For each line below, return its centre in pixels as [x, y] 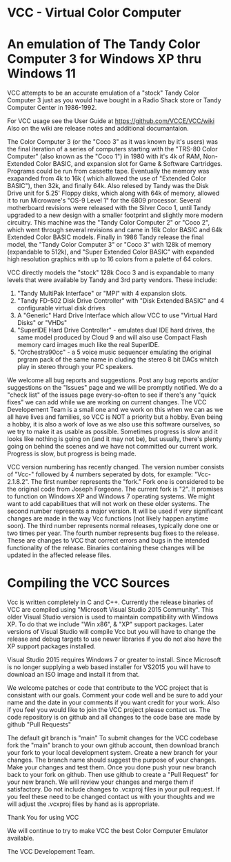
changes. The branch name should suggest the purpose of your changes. [112, 760]
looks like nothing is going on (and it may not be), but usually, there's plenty [114, 439]
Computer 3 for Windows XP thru [104, 59]
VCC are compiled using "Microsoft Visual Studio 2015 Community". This [110, 610]
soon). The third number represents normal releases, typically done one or [113, 526]
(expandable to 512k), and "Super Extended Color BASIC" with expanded [111, 252]
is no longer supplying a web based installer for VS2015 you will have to [109, 667]
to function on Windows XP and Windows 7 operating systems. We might [111, 496]
